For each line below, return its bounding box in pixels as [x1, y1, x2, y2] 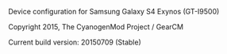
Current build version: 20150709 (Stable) [8, 37, 141, 47]
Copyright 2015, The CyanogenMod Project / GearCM [8, 22, 184, 31]
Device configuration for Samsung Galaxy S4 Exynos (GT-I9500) [8, 7, 220, 16]
